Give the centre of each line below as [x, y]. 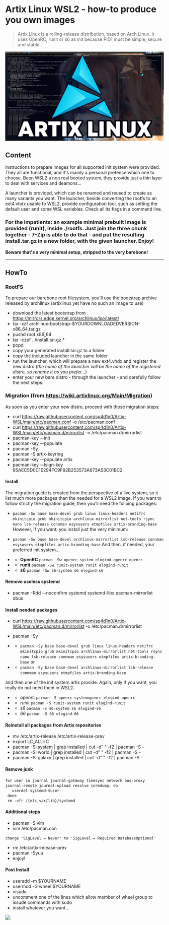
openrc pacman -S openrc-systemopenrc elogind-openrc [77, 698]
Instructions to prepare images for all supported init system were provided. [82, 167]
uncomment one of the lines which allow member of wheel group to [82, 897]
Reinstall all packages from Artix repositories [53, 725]
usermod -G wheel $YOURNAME [47, 886]
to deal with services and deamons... [44, 183]
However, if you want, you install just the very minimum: [70, 529]
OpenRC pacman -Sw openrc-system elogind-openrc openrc [81, 559]
